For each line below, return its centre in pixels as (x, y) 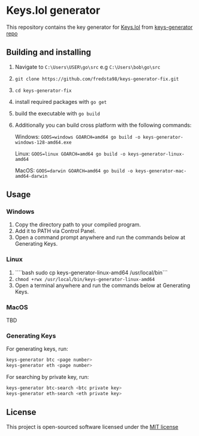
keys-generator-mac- (161, 171)
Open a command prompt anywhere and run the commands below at (100, 237)
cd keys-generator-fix (43, 91)
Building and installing (49, 53)
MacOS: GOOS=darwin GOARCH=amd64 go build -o (74, 170)
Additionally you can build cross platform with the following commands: (103, 125)
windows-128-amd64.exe (43, 142)
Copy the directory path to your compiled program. (78, 225)
